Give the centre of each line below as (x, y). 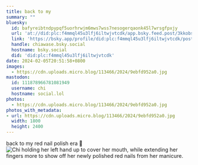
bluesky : (17, 22)
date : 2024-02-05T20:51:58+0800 (46, 61)
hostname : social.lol (38, 94)
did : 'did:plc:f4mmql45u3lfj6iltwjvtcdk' (63, 55)
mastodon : (18, 77)
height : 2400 (27, 127)
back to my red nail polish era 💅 (44, 143)
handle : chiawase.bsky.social (48, 45)
